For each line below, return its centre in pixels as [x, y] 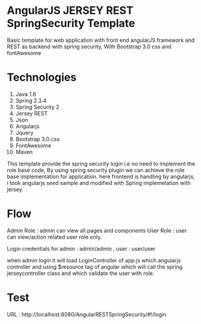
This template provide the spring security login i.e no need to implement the [101, 163]
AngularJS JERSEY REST [70, 11]
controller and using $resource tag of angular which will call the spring [95, 267]
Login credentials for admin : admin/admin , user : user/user [81, 248]
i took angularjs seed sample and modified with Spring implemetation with [99, 183]
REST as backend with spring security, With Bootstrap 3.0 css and [89, 47]
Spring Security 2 [37, 107]
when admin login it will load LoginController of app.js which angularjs [94, 260]
